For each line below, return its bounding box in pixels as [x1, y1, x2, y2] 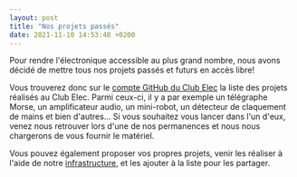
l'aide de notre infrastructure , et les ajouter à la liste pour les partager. [9, 158, 271, 169]
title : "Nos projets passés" [9, 22, 120, 31]
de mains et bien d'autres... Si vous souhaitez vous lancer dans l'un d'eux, [9, 111, 286, 123]
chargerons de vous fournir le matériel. [9, 131, 155, 142]
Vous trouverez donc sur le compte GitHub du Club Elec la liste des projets [9, 83, 288, 93]
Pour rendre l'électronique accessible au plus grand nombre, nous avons [9, 55, 281, 66]
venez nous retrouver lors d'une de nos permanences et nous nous [9, 121, 261, 132]
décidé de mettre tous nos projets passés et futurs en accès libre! [9, 64, 255, 75]
